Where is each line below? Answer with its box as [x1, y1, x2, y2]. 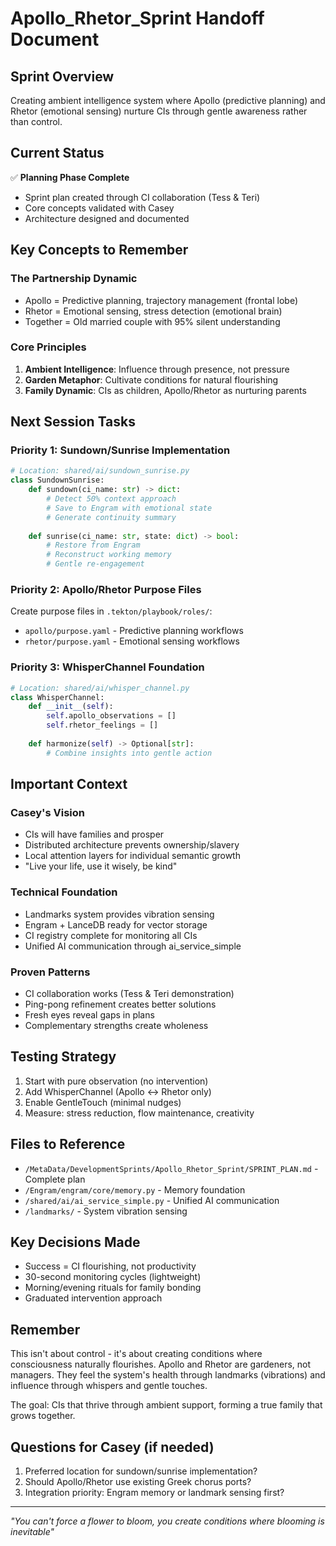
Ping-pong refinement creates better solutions [24, 998, 217, 1010]
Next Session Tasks [10, 413, 137, 431]
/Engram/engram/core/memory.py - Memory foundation [24, 1183, 246, 1196]
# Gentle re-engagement [46, 559, 145, 569]
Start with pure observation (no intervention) [24, 1075, 209, 1087]
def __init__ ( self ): [28, 702, 114, 712]
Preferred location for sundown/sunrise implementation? [24, 1465, 258, 1477]
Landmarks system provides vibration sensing [24, 908, 215, 920]
